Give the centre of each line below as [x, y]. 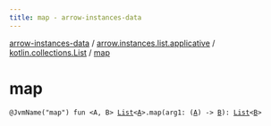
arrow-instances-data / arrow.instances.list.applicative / [112, 43]
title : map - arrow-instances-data [76, 17]
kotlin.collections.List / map [59, 52]
